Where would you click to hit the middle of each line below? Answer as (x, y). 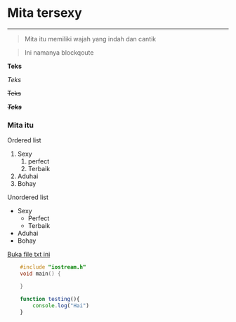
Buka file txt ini (29, 255)
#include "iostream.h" (53, 267)
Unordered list (28, 197)
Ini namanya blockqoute (59, 52)
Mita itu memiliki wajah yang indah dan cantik (90, 39)
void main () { (40, 274)
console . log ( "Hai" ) (61, 306)
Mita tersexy (45, 13)
